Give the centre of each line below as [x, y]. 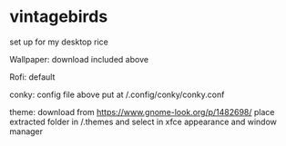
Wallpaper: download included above [79, 59]
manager [26, 131]
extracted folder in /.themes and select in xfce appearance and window [143, 122]
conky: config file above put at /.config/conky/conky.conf [117, 94]
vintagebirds [59, 17]
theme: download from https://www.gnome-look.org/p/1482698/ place [142, 112]
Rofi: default [32, 77]
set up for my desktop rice [59, 42]
